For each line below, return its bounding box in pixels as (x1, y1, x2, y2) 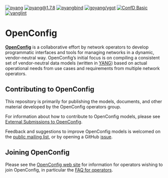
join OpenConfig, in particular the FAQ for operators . (5, 166, 113, 172)
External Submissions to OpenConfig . (5, 118, 83, 124)
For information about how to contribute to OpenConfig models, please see (5, 113, 160, 119)
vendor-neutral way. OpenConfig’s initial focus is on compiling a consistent (5, 54, 160, 60)
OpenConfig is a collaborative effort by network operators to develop (5, 44, 149, 50)
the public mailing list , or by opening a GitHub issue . (5, 133, 113, 139)
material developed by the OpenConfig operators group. (5, 103, 121, 109)
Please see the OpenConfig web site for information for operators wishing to (5, 161, 163, 167)
